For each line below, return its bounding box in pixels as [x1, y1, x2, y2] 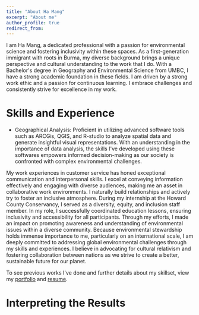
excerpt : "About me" [6, 14, 58, 20]
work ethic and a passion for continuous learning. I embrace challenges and [6, 80, 192, 87]
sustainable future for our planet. [6, 258, 87, 265]
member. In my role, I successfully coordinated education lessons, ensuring [6, 207, 191, 215]
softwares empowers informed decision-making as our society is [14, 152, 174, 159]
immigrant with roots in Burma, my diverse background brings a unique [6, 54, 180, 61]
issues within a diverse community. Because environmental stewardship [6, 226, 182, 234]
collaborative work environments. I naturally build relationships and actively [6, 188, 191, 196]
